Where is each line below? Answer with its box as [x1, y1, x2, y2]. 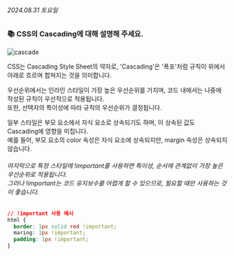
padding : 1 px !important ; [13, 236, 89, 243]
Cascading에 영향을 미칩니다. [7, 127, 89, 135]
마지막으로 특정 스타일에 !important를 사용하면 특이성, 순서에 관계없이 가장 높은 [7, 162, 224, 170]
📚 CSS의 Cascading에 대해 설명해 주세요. [7, 29, 144, 39]
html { [7, 216, 27, 223]
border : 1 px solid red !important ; [13, 223, 117, 230]
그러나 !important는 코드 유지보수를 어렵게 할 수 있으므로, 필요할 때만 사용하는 [7, 179, 220, 187]
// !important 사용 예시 [7, 210, 74, 217]
